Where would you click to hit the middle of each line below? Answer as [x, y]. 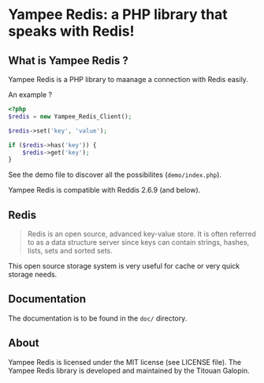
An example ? [30, 95]
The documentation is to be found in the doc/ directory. [98, 318]
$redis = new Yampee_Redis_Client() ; [70, 116]
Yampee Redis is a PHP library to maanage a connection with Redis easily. [128, 79]
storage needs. [33, 275]
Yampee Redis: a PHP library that [118, 15]
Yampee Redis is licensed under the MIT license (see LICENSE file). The [125, 362]
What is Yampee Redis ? [68, 60]
